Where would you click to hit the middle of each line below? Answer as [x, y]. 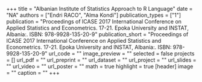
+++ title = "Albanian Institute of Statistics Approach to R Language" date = [99, 9]
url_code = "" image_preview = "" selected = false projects [122, 53]
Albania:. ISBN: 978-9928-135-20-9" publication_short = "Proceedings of [97, 34]
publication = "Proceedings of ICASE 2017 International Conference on [94, 21]
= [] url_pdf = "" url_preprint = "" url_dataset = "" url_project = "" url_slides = [101, 60]
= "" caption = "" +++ [33, 73]
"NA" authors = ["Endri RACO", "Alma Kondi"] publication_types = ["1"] [94, 15]
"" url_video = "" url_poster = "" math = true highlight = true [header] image [100, 66]
